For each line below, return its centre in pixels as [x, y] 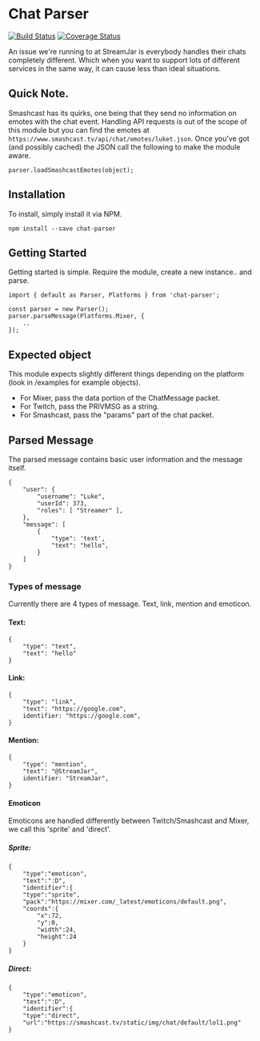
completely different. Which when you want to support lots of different [124, 60]
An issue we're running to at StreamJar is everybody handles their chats [127, 51]
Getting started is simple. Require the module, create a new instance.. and [130, 272]
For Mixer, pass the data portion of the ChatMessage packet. [120, 398]
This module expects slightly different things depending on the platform [126, 374]
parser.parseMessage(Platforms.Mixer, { [77, 317]
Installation [37, 195]
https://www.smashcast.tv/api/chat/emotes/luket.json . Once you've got [129, 138]
